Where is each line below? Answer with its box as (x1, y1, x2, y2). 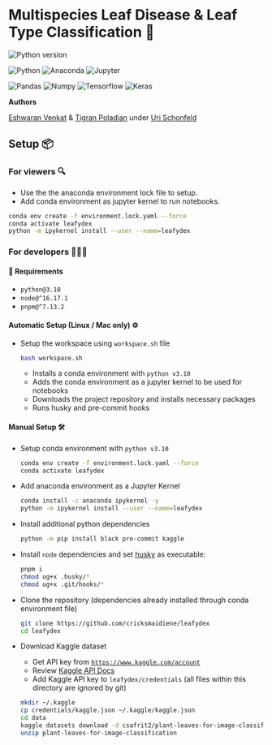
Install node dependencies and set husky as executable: (19, 549, 206, 559)
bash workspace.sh (19, 354, 83, 362)
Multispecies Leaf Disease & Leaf (8, 6, 238, 24)
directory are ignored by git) (32, 683, 127, 693)
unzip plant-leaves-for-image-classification (19, 729, 177, 737)
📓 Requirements (8, 266, 63, 276)
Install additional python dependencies (19, 519, 150, 529)
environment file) (19, 603, 78, 614)
